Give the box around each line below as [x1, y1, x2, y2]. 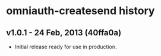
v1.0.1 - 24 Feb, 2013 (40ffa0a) [6, 28, 122, 38]
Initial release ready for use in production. [14, 43, 117, 50]
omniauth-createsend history [6, 4, 155, 18]
